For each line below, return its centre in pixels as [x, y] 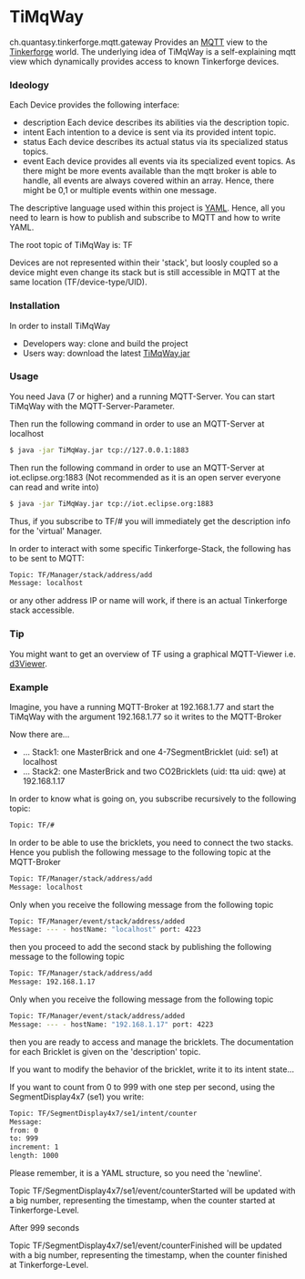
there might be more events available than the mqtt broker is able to [150, 171]
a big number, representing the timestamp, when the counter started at [142, 1201]
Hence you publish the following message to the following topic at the [140, 852]
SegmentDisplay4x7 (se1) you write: [76, 1097]
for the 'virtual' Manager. [56, 531]
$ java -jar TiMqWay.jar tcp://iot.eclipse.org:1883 [112, 503]
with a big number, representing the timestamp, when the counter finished [148, 1255]
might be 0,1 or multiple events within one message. [119, 191]
